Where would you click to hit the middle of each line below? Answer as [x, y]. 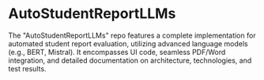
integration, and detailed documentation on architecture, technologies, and [130, 60]
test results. [27, 68]
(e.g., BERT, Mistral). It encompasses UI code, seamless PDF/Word [117, 52]
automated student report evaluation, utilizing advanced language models [128, 43]
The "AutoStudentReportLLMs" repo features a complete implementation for [132, 35]
